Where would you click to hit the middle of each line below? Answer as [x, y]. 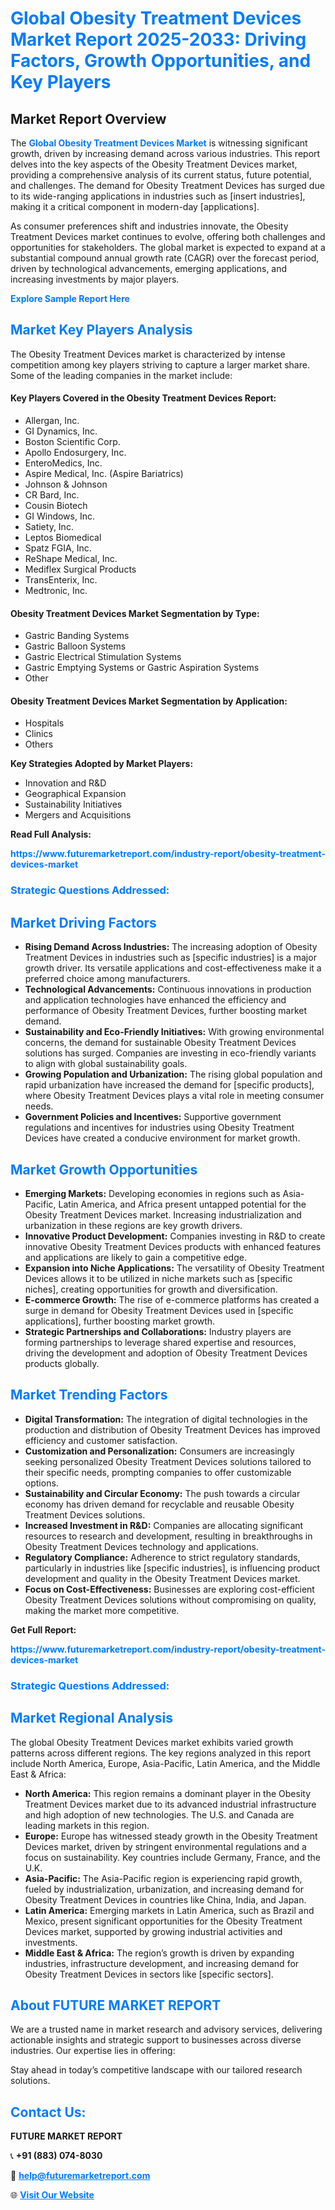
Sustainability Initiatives [73, 804]
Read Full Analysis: [51, 834]
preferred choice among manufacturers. [107, 979]
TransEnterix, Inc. [61, 580]
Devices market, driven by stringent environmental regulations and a [165, 1846]
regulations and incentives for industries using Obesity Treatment [159, 1128]
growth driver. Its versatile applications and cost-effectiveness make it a [173, 968]
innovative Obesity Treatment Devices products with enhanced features [173, 1246]
